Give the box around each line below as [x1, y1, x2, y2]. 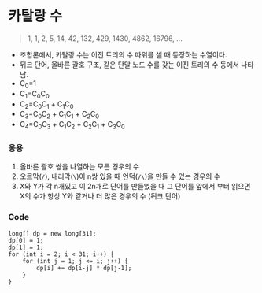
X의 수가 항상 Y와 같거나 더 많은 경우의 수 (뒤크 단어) [19, 191, 181, 201]
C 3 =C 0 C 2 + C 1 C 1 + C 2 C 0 [19, 109, 100, 121]
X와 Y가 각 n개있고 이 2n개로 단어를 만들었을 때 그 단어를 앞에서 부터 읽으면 [19, 182, 251, 191]
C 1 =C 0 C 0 [19, 88, 50, 100]
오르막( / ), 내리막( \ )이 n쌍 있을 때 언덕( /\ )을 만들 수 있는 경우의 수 [19, 172, 221, 181]
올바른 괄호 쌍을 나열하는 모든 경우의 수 [19, 162, 140, 172]
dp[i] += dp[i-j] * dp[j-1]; [36, 264, 132, 272]
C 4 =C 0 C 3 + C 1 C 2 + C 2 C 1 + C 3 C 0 [19, 120, 125, 131]
